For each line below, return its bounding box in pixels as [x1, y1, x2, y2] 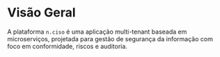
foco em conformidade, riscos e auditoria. [7, 42, 127, 50]
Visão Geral [7, 5, 76, 21]
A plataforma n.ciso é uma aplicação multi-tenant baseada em [7, 27, 187, 36]
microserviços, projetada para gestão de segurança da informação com [7, 34, 214, 43]
